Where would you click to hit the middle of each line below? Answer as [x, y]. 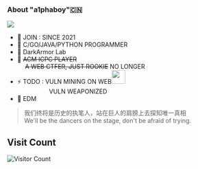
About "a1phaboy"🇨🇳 [45, 10]
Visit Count [32, 142]
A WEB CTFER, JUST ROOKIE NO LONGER [85, 67]
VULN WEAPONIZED [78, 91]
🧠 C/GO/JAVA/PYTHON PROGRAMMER [72, 45]
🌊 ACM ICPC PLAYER [47, 59]
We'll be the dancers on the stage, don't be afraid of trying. [108, 121]
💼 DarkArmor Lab [41, 52]
